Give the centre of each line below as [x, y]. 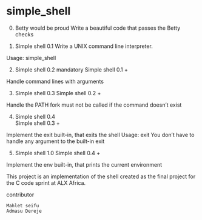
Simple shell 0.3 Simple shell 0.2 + [58, 93]
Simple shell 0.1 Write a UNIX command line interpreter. [84, 46]
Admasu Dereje [24, 211]
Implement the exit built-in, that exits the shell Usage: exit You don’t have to [100, 135]
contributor [20, 195]
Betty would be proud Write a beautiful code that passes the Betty [98, 28]
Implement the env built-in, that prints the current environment [84, 164]
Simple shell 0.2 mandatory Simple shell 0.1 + [72, 69]
